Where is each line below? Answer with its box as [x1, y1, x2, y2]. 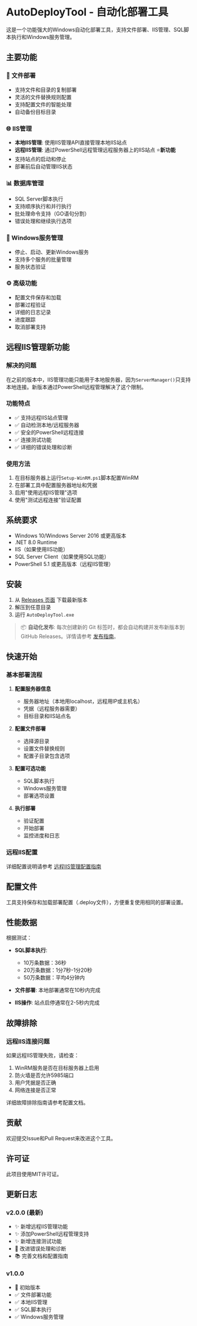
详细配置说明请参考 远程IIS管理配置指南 [6, 863, 102, 870]
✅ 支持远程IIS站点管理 [14, 414, 69, 421]
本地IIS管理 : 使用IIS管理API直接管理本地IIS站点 [14, 139, 128, 146]
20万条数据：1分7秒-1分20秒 [23, 967, 93, 974]
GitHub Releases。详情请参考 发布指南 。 [20, 633, 119, 640]
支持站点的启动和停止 [14, 155, 66, 162]
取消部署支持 [14, 323, 46, 330]
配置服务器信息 [14, 685, 51, 692]
